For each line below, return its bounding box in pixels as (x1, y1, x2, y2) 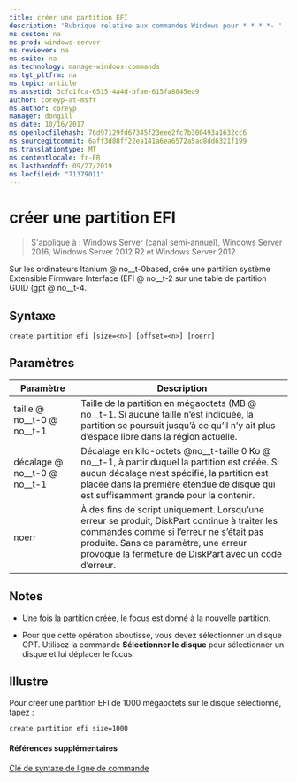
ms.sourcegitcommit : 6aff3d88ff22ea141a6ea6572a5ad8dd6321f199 (9, 137, 247, 145)
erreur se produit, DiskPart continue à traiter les (80, 514, 278, 527)
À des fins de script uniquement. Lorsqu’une (80, 503, 265, 515)
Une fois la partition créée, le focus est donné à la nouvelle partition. (21, 613, 271, 623)
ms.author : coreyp (9, 104, 77, 113)
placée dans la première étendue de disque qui (80, 478, 276, 490)
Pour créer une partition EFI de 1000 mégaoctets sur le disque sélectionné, (9, 698, 282, 708)
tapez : (9, 707, 34, 718)
